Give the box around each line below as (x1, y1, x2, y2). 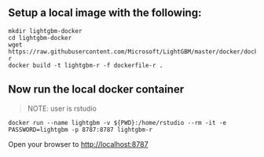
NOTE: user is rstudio (27, 104, 97, 113)
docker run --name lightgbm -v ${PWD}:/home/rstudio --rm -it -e (8, 119, 226, 126)
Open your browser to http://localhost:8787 (8, 139, 148, 148)
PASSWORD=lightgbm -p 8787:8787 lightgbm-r (8, 126, 153, 133)
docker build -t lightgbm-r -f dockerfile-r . (8, 61, 163, 69)
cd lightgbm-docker (8, 34, 72, 42)
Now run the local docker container (8, 82, 185, 97)
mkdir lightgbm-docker (8, 27, 82, 35)
